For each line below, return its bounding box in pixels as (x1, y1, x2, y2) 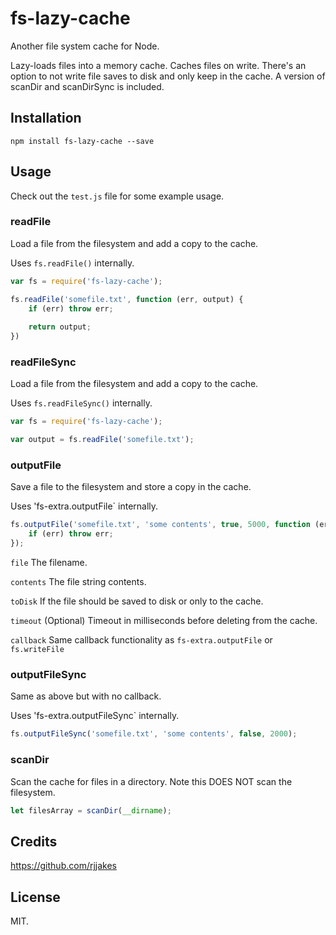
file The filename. (10, 557, 88, 569)
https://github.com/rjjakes (10, 860, 117, 872)
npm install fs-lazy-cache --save (10, 136, 155, 146)
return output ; (28, 322, 92, 332)
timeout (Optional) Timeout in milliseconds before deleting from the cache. (10, 615, 318, 627)
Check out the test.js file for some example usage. (10, 190, 225, 202)
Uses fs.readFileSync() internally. (10, 397, 153, 409)
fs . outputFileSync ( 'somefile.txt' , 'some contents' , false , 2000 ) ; (10, 729, 298, 739)
